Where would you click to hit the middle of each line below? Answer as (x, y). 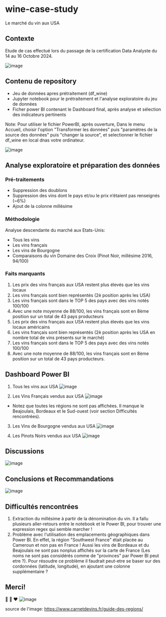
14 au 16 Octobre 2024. (29, 56)
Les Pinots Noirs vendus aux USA (46, 436)
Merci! (15, 587)
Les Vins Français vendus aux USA (48, 396)
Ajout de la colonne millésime (42, 206)
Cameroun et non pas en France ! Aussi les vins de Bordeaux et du (81, 545)
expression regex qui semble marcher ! (52, 529)
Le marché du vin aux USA (32, 23)
